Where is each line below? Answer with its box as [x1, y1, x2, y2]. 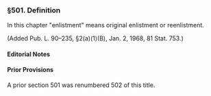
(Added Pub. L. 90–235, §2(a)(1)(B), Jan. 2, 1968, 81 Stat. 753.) [7, 34, 184, 43]
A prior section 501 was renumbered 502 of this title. [7, 81, 156, 89]
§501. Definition [7, 5, 61, 15]
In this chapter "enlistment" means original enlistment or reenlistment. [7, 21, 204, 29]
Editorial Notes [7, 50, 50, 58]
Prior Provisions [7, 66, 53, 74]
